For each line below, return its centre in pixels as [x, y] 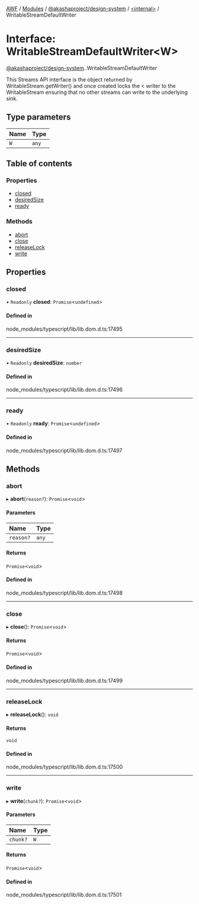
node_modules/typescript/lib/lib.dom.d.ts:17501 [64, 895]
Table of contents [39, 164]
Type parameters [38, 117]
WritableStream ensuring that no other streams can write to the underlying [97, 92]
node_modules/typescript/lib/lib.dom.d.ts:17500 [65, 767]
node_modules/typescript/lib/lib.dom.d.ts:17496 [65, 390]
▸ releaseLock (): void [32, 714]
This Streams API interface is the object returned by [69, 79]
